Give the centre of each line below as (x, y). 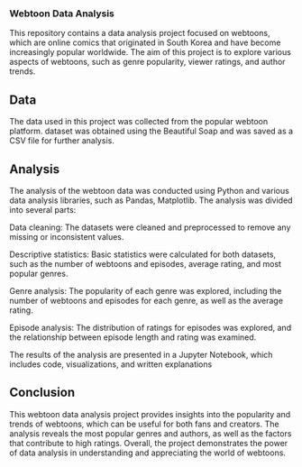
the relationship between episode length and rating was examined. (133, 337)
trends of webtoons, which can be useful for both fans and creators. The (144, 424)
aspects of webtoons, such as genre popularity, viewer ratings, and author (147, 62)
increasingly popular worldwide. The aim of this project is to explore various (150, 52)
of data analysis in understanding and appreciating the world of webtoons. (148, 453)
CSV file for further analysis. (62, 141)
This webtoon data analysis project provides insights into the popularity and (150, 414)
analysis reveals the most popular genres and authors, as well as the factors (151, 433)
